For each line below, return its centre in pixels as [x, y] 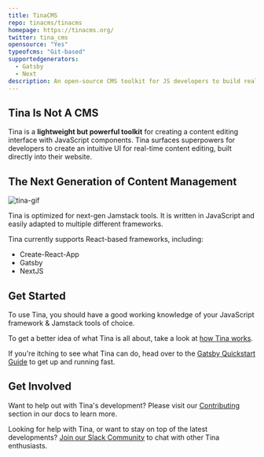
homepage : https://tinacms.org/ [61, 30]
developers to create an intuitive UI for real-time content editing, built [120, 148]
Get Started [37, 296]
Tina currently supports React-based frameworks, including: [106, 239]
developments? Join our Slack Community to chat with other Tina [114, 437]
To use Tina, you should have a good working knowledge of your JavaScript [131, 314]
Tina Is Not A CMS [53, 113]
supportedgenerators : [44, 60]
